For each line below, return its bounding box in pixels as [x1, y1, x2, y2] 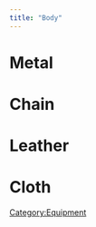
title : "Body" [9, 13, 63, 23]
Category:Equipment [9, 207, 87, 218]
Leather [9, 135, 70, 156]
